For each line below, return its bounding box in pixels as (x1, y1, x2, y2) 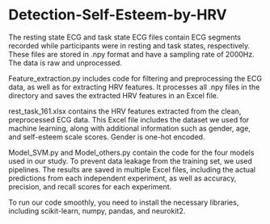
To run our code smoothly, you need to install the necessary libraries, (8, 197, 239, 207)
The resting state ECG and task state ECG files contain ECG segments (8, 32, 241, 42)
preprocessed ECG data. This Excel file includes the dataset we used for (8, 114, 250, 124)
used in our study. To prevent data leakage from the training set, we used (8, 156, 253, 166)
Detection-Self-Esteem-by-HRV (8, 6, 228, 24)
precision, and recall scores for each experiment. (8, 181, 172, 191)
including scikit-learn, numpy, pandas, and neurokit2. (8, 205, 186, 215)
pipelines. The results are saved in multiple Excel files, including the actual (8, 164, 256, 174)
